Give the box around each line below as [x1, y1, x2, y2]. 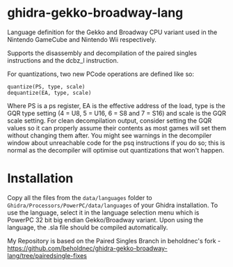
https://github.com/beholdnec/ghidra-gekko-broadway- [7, 244, 168, 252]
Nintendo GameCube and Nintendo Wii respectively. [7, 35, 156, 43]
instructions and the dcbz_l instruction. [7, 56, 119, 64]
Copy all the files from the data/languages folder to [7, 193, 153, 201]
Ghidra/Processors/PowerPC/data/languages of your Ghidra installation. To [7, 201, 218, 209]
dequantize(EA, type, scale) [7, 89, 92, 96]
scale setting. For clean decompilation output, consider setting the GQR [7, 116, 212, 125]
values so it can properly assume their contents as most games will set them [7, 123, 227, 132]
